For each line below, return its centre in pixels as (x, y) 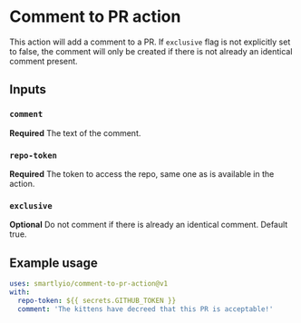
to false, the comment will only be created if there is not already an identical (151, 51)
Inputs (28, 89)
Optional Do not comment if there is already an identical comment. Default (149, 225)
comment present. (44, 61)
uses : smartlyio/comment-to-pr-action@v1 (89, 284)
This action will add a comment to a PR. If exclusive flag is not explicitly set (150, 42)
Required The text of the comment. (75, 132)
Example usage (53, 263)
